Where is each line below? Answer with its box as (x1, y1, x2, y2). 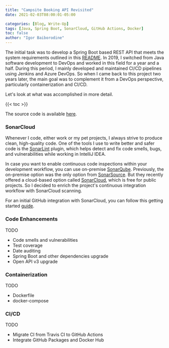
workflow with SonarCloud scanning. (5, 188, 82, 194)
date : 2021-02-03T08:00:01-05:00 (5, 12, 76, 17)
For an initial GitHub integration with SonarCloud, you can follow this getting (5, 198, 163, 204)
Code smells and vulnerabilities (12, 237, 78, 243)
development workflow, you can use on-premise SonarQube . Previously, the (5, 166, 164, 172)
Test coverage (12, 242, 43, 248)
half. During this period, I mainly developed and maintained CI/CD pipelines (5, 65, 162, 71)
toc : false (5, 31, 28, 36)
